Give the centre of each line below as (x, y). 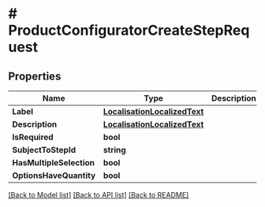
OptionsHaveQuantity (54, 176)
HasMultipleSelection (54, 163)
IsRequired (33, 137)
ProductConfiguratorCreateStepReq (129, 30)
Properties (35, 76)
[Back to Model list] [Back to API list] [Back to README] (99, 195)
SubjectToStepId (44, 150)
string (114, 150)
